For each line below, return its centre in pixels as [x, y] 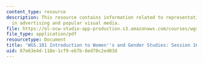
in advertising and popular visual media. [66, 23]
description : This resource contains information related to [85, 17]
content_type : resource [36, 12]
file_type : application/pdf [42, 34]
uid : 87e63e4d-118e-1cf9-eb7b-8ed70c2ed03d [62, 51]
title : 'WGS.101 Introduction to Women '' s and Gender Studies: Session [98, 46]
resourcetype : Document [36, 40]
